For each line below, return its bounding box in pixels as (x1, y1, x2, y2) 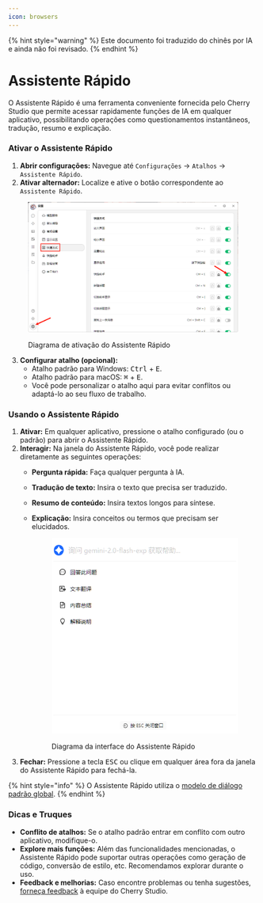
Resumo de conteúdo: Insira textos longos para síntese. (31, 498, 215, 508)
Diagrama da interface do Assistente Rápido (51, 741, 196, 752)
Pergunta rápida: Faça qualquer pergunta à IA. (31, 467, 185, 477)
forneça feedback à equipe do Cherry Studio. (19, 886, 169, 895)
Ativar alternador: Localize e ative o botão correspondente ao (19, 177, 224, 187)
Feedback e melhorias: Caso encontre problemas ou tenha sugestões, (19, 878, 251, 887)
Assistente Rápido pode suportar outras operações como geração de (19, 852, 246, 862)
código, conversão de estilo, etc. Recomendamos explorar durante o (19, 860, 244, 871)
